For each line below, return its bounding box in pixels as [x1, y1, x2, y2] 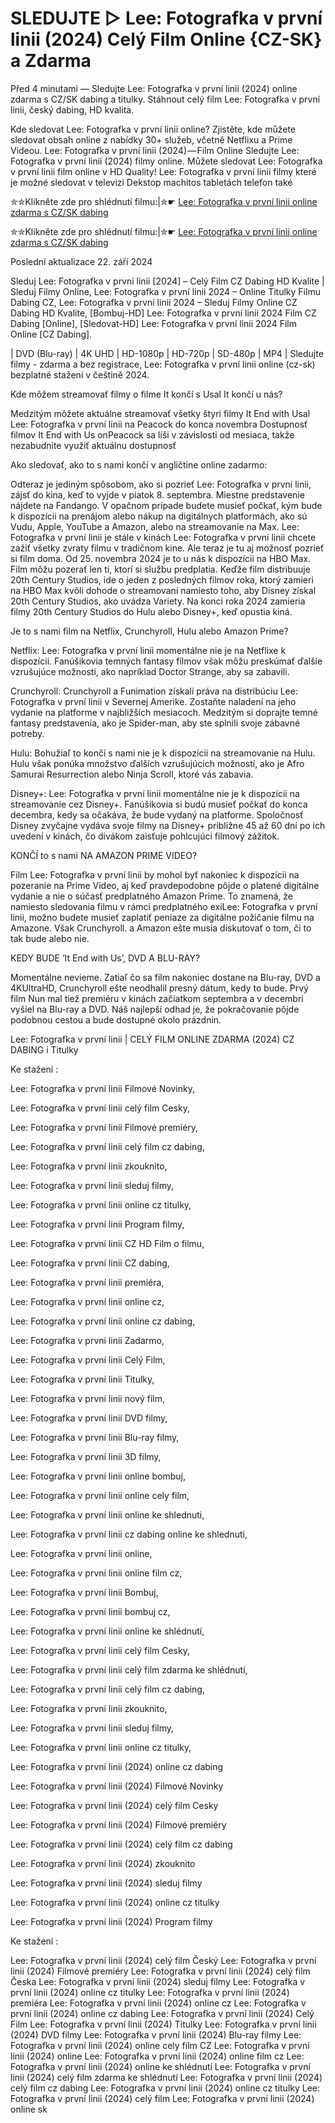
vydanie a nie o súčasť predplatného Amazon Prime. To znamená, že [10, 890, 294, 902]
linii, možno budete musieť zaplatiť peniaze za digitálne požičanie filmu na [10, 911, 315, 923]
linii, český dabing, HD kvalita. [10, 103, 135, 116]
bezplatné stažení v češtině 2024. [10, 368, 150, 381]
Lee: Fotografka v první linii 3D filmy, [10, 1450, 162, 1462]
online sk [10, 2103, 48, 2115]
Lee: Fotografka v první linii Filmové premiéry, [10, 1121, 199, 1133]
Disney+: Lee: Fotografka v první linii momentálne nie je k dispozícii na [10, 787, 300, 799]
